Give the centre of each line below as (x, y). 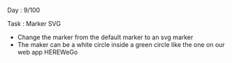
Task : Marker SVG (34, 23)
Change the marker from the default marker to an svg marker (105, 37)
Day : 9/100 (24, 10)
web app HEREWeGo (48, 52)
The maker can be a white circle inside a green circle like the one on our (121, 44)
